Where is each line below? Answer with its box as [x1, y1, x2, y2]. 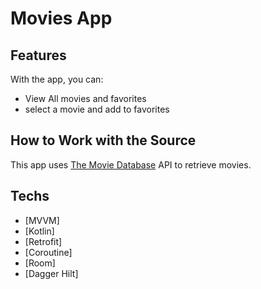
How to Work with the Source [10, 132, 197, 149]
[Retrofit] [24, 235, 63, 247]
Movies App [10, 7, 113, 30]
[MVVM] [24, 214, 60, 226]
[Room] [24, 257, 56, 269]
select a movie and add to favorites [24, 103, 170, 115]
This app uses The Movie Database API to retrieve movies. [10, 158, 252, 171]
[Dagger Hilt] [24, 267, 79, 279]
